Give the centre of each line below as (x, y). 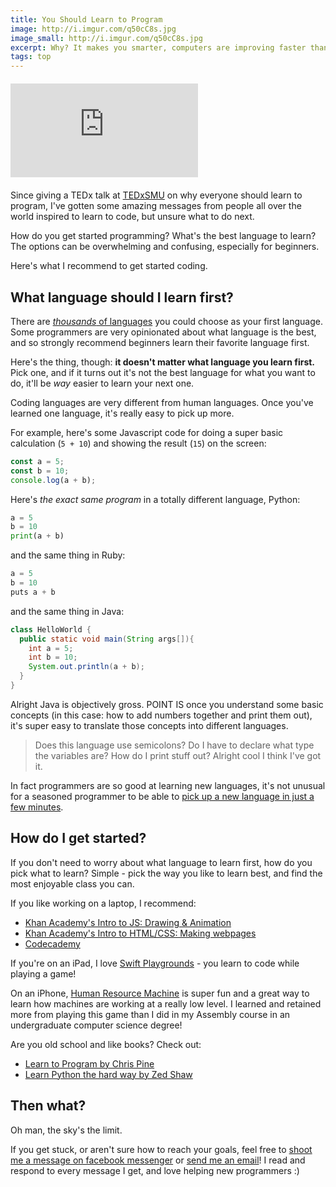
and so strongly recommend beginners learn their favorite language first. (160, 342)
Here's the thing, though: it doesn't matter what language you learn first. (163, 362)
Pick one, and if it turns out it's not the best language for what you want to (163, 372)
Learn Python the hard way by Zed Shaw (108, 1074)
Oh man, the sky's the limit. (66, 1130)
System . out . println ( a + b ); (86, 667)
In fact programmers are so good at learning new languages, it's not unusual (168, 785)
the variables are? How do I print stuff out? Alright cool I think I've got (178, 755)
